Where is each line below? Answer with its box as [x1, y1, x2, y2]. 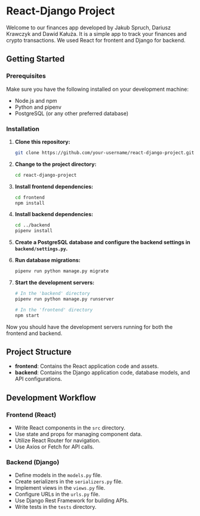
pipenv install [14, 228, 53, 234]
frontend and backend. [6, 330, 63, 337]
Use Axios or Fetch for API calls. [14, 443, 94, 450]
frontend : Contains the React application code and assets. [14, 363, 159, 370]
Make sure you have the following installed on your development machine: [6, 85, 189, 93]
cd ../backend [14, 222, 50, 228]
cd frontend [14, 194, 45, 201]
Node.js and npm [14, 97, 57, 104]
